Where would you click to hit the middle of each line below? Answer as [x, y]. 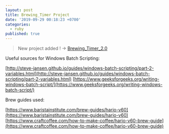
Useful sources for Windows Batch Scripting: [53, 58]
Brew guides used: [25, 100]
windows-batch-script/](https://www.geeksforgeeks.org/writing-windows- [84, 84]
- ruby [17, 29]
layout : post [19, 10]
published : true [22, 34]
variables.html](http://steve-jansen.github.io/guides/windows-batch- [78, 74]
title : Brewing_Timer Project [38, 15]
